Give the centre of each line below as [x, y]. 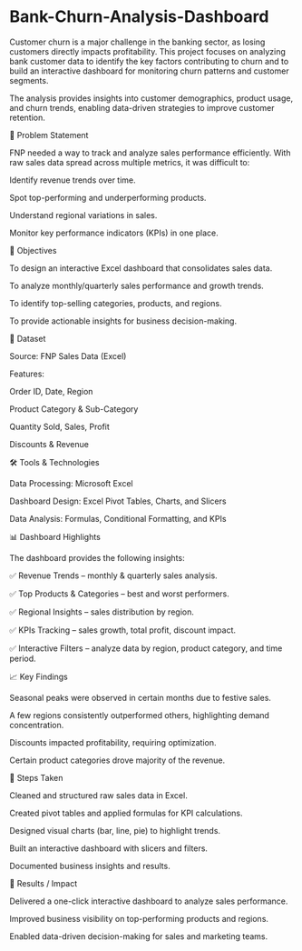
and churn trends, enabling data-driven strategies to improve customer [142, 107]
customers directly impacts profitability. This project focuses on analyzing [147, 51]
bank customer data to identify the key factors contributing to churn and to [149, 61]
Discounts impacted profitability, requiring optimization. [113, 742]
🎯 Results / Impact [44, 883]
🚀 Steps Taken [36, 777]
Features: [27, 374]
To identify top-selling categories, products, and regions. [116, 303]
